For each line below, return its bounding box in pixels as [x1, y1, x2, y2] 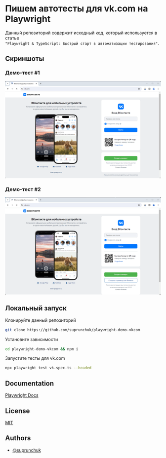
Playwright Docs [5, 392, 39, 398]
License [5, 407, 30, 415]
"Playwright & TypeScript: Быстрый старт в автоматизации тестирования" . [5, 40, 160, 46]
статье [5, 35, 20, 41]
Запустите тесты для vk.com [5, 355, 65, 361]
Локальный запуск [5, 304, 67, 312]
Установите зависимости [5, 336, 58, 342]
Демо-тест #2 [5, 186, 41, 192]
